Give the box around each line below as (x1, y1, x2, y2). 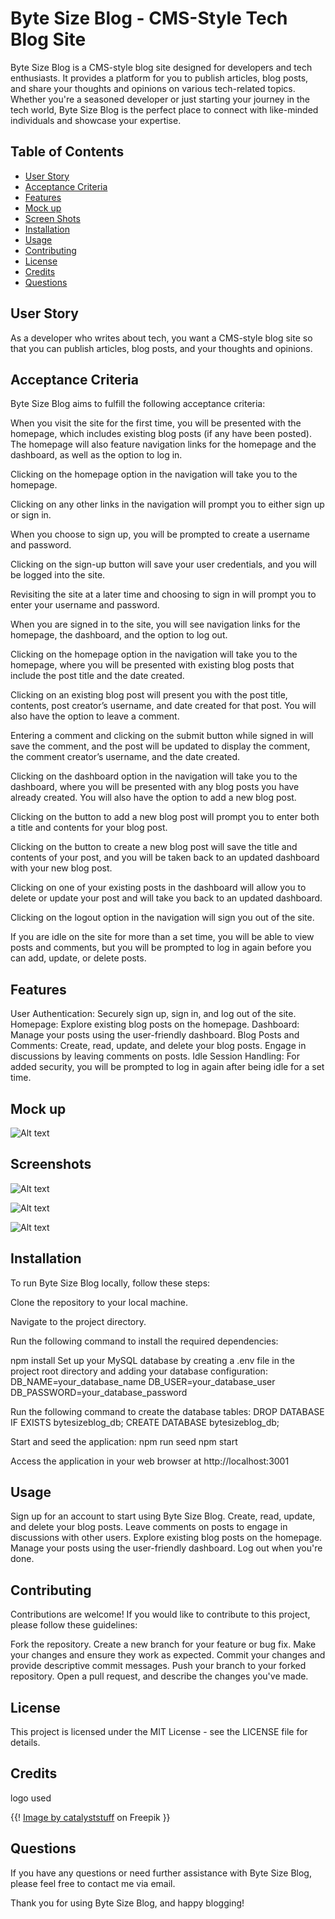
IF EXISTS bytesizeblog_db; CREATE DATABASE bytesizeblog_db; (10, 1416, 280, 1428)
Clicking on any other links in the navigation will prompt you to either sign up (10, 498, 325, 511)
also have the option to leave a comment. (10, 710, 180, 722)
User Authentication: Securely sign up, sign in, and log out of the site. (10, 1008, 297, 1020)
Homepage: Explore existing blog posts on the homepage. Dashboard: (10, 1018, 300, 1031)
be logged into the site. (10, 569, 106, 581)
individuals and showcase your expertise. (10, 114, 182, 126)
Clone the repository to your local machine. (10, 1296, 189, 1308)
